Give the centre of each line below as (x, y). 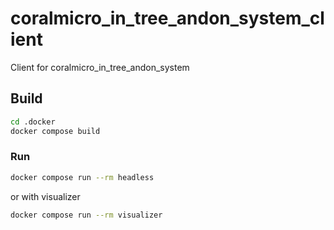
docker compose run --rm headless (82, 177)
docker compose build (55, 131)
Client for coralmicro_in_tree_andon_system (100, 67)
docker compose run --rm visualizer (86, 215)
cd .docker (33, 122)
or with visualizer (45, 196)
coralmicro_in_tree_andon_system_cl (167, 18)
